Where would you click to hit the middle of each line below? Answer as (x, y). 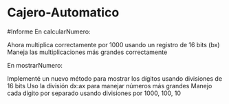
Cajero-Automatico (63, 13)
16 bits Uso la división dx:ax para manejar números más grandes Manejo (110, 86)
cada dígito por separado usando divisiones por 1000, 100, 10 (94, 93)
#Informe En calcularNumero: (49, 31)
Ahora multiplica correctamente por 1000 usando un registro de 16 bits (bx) (113, 44)
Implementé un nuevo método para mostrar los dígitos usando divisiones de (115, 78)
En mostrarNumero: (35, 65)
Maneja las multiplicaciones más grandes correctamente (87, 52)
